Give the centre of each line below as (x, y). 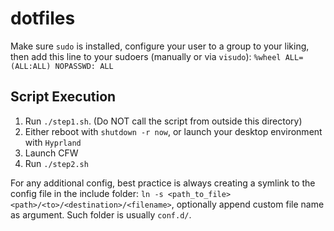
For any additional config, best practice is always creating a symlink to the (163, 183)
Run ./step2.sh (56, 163)
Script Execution (63, 97)
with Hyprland (53, 142)
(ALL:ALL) (31, 66)
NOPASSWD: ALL (84, 66)
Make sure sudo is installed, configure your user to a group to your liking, (160, 46)
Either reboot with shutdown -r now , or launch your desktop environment (173, 131)
